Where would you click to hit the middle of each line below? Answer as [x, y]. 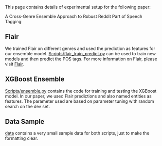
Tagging [13, 22]
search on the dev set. [27, 106]
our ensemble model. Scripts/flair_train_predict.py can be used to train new [81, 53]
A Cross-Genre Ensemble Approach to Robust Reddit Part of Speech [74, 16]
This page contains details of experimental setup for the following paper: [78, 7]
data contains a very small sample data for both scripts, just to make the [77, 133]
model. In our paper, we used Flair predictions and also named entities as [78, 96]
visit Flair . [15, 64]
